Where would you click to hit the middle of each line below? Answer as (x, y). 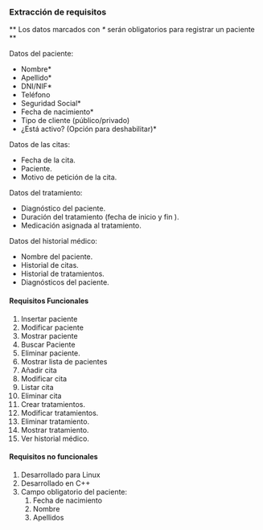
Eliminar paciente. (51, 353)
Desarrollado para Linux (60, 475)
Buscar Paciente (48, 344)
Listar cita (37, 387)
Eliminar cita (41, 396)
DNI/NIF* (36, 86)
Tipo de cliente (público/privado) (75, 121)
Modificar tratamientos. (60, 413)
